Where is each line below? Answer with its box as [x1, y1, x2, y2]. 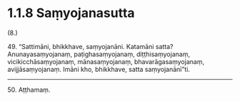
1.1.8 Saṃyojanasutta [7, 5, 135, 21]
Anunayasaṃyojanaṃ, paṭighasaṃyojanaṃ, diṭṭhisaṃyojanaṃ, [7, 50, 191, 58]
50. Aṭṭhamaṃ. [7, 85, 51, 94]
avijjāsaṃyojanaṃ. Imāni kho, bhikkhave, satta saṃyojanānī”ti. [7, 65, 191, 73]
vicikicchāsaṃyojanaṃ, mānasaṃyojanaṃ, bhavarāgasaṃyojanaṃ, [7, 57, 205, 65]
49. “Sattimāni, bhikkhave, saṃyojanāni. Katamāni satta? [7, 42, 174, 51]
